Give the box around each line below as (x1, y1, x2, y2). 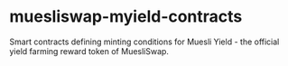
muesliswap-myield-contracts (9, 6, 243, 27)
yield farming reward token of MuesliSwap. (9, 45, 170, 56)
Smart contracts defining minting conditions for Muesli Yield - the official (9, 36, 280, 47)
